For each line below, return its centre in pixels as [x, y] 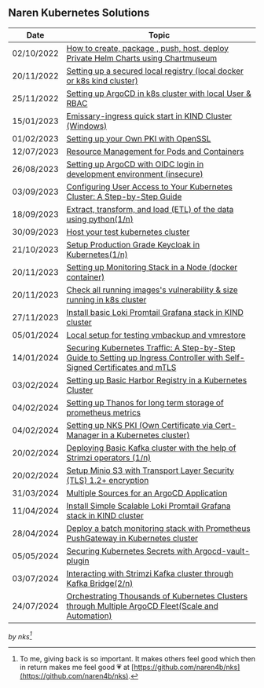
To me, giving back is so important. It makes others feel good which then [137, 659]
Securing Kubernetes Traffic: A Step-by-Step [151, 347]
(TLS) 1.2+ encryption [108, 480]
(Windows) [87, 126]
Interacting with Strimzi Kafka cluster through [150, 573]
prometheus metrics [104, 412]
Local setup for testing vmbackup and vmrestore [156, 335]
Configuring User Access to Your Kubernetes [150, 186]
